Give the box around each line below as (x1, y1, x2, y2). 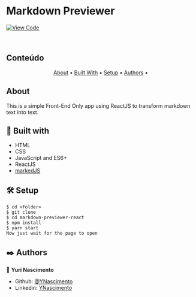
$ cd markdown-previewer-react (6, 214, 85, 221)
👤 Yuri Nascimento (6, 266, 54, 273)
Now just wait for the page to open (6, 231, 98, 237)
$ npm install (6, 220, 42, 226)
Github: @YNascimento (14, 278, 73, 285)
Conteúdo (6, 53, 44, 63)
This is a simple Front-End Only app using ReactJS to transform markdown (6, 102, 191, 109)
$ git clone (6, 210, 36, 216)
